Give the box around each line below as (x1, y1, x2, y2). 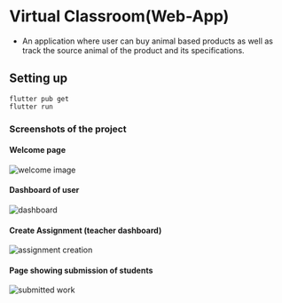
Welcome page (9, 145, 67, 155)
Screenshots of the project (9, 123, 127, 135)
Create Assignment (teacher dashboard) (9, 225, 162, 235)
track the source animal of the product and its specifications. (21, 44, 246, 55)
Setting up (9, 71, 68, 86)
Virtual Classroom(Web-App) (9, 6, 230, 27)
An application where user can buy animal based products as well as (21, 36, 273, 46)
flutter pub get (9, 94, 69, 103)
